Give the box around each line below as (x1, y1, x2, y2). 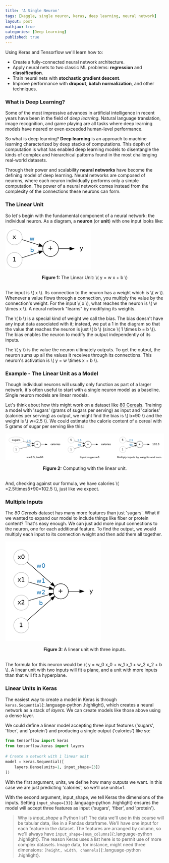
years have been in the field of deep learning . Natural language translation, (5, 115, 161, 121)
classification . (12, 70, 43, 76)
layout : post (5, 19, 33, 24)
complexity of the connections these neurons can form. (5, 188, 121, 194)
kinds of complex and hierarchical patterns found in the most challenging (5, 152, 157, 158)
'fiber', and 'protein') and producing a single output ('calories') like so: (5, 727, 150, 734)
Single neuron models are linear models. (5, 392, 89, 398)
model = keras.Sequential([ (5, 760, 65, 765)
